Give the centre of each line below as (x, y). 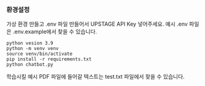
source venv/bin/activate (39, 54)
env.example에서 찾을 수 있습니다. (56, 32)
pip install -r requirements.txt (49, 59)
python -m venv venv (33, 49)
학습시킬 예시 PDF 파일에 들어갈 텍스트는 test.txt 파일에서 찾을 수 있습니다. (96, 77)
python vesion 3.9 (30, 43)
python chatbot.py (30, 65)
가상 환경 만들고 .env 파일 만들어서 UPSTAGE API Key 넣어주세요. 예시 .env (97, 24)
